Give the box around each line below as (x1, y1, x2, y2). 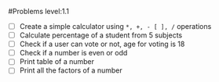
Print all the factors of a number (19, 66, 123, 75)
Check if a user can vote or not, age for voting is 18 (19, 39, 185, 49)
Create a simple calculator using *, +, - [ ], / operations (19, 22, 212, 30)
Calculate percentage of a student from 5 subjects (19, 30, 183, 40)
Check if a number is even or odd (19, 48, 128, 58)
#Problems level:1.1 (8, 7, 69, 16)
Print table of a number (19, 57, 95, 66)
